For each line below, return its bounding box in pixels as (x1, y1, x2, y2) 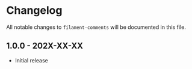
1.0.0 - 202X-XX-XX (6, 41, 83, 51)
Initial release (14, 56, 48, 64)
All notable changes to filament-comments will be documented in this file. (6, 23, 187, 31)
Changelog (6, 4, 63, 17)
